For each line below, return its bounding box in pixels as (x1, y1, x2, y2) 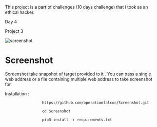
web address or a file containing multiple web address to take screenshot (5, 76, 153, 82)
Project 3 (5, 28, 23, 34)
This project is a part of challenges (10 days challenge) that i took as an (5, 4, 148, 10)
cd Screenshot (42, 108, 71, 114)
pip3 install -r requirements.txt (42, 117, 112, 122)
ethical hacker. (5, 9, 35, 15)
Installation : (5, 90, 30, 97)
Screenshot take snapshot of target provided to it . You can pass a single (5, 71, 151, 77)
